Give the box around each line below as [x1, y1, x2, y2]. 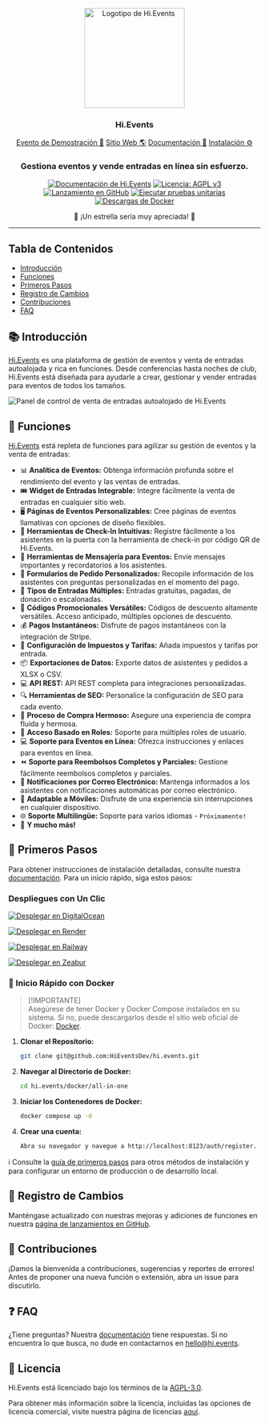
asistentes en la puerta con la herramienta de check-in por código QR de [19, 535, 260, 544]
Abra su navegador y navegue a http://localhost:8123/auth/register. [19, 1142, 258, 1150]
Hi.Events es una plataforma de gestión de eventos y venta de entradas [8, 355, 244, 365]
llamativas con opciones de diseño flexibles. [19, 518, 167, 527]
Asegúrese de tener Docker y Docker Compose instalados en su [27, 1005, 240, 1014]
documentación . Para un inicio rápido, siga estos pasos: [8, 872, 194, 882]
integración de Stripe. [19, 632, 92, 642]
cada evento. [19, 702, 63, 712]
